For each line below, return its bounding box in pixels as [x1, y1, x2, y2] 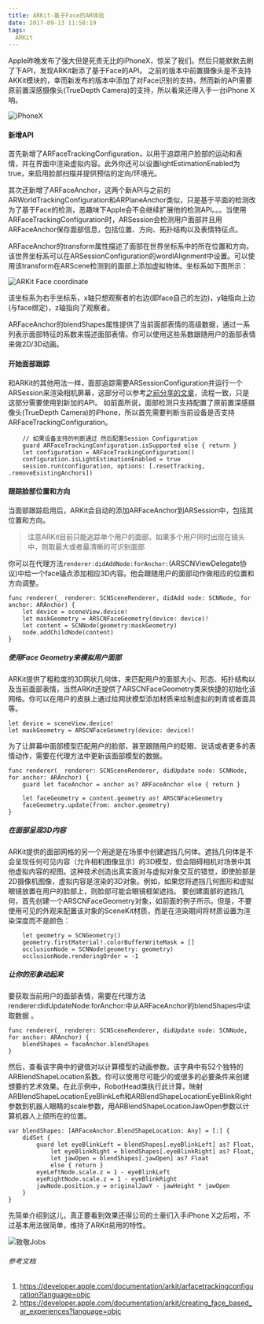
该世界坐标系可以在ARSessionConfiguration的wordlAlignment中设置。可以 [8, 251, 248, 261]
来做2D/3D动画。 [8, 339, 64, 349]
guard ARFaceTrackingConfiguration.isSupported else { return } [22, 442, 237, 449]
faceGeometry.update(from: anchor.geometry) [22, 801, 170, 809]
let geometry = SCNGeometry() [22, 931, 122, 939]
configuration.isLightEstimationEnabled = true [22, 455, 181, 463]
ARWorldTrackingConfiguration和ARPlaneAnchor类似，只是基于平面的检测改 [8, 195, 256, 205]
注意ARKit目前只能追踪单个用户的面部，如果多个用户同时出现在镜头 [27, 532, 246, 542]
